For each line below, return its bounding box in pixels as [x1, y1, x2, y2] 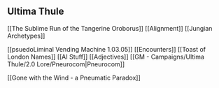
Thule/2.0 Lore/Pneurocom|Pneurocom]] [7, 59, 125, 68]
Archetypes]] [7, 31, 45, 40]
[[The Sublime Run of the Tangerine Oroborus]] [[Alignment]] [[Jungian [7, 24, 213, 32]
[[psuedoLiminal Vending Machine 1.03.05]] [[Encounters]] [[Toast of [7, 45, 206, 53]
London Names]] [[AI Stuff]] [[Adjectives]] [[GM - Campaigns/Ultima [7, 52, 205, 61]
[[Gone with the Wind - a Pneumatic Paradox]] [7, 73, 141, 82]
